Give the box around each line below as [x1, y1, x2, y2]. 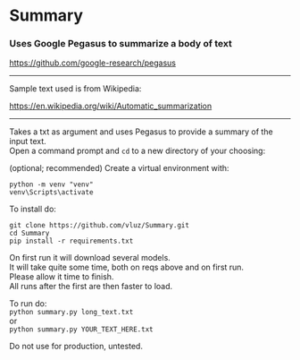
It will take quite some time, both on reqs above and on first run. [9, 261, 244, 273]
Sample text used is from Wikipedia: [9, 83, 142, 94]
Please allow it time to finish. [9, 271, 114, 282]
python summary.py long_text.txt [9, 308, 134, 317]
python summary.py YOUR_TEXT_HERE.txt [9, 325, 154, 334]
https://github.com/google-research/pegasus [9, 57, 177, 68]
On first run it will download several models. [9, 253, 171, 263]
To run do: [9, 298, 47, 309]
